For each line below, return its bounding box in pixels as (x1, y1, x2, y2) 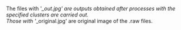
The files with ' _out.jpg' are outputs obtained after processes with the (6, 5, 176, 12)
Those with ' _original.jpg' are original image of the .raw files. (6, 18, 153, 24)
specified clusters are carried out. (6, 11, 89, 18)
